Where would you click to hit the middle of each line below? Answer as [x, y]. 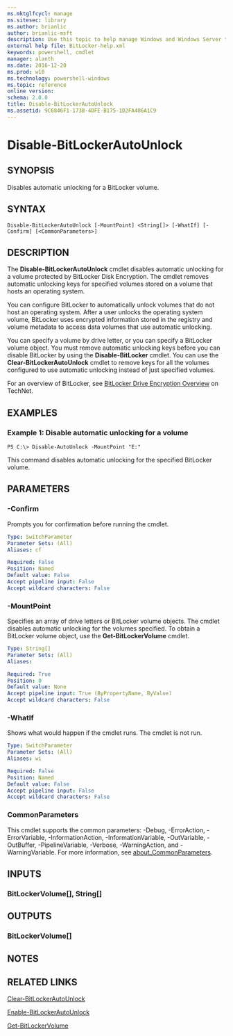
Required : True [29, 674]
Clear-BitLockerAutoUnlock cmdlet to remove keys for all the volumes [108, 363]
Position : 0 [24, 681]
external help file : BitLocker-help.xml [67, 46]
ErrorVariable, [27, 837]
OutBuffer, [22, 845]
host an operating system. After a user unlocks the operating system [105, 312]
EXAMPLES [32, 413]
